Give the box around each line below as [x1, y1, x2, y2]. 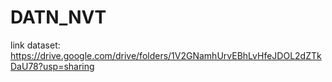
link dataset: [10, 39, 61, 51]
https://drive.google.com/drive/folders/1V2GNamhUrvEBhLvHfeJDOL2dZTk [10, 49, 322, 61]
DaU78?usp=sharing [10, 60, 95, 72]
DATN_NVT [10, 6, 107, 29]
